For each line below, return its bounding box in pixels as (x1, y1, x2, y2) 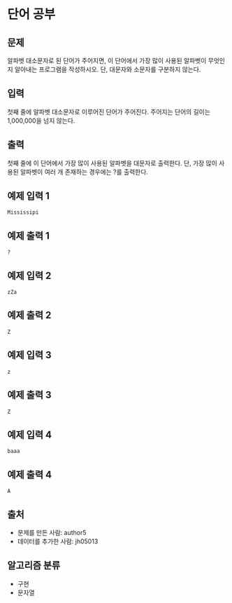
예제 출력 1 (7, 229, 50, 242)
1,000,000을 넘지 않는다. (7, 116, 75, 125)
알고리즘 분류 (7, 560, 61, 571)
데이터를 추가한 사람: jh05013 (17, 537, 99, 546)
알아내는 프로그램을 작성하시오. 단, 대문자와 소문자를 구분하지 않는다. (14, 65, 201, 74)
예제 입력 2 (7, 269, 52, 281)
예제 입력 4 (7, 428, 52, 440)
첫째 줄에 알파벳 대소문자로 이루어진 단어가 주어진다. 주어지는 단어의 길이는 (7, 107, 211, 116)
